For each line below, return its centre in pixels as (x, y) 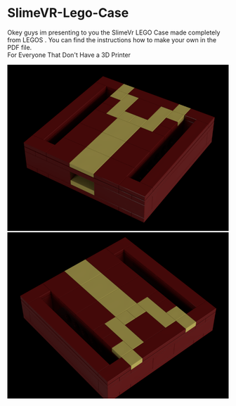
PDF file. (20, 47)
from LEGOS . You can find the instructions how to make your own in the (112, 39)
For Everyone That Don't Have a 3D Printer (69, 55)
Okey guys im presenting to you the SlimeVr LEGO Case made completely (114, 32)
